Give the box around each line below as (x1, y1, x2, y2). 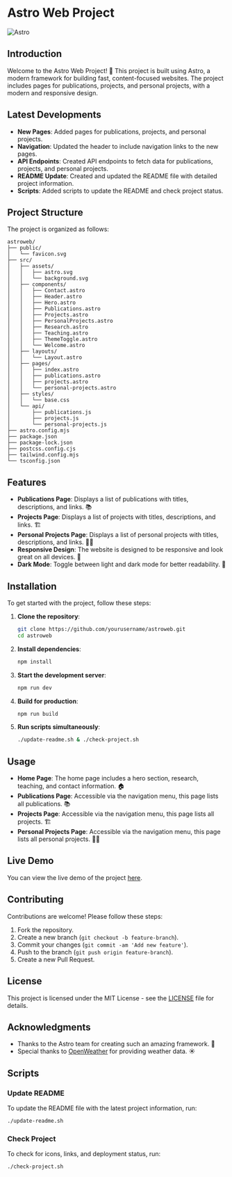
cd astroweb (17, 632, 52, 639)
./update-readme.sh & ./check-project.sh (17, 736, 140, 744)
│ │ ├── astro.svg (7, 269, 73, 276)
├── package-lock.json (7, 440, 73, 447)
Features (7, 477, 47, 488)
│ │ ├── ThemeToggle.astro (7, 336, 98, 343)
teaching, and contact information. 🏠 (17, 782, 125, 790)
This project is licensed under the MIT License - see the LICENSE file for (7, 993, 214, 1002)
